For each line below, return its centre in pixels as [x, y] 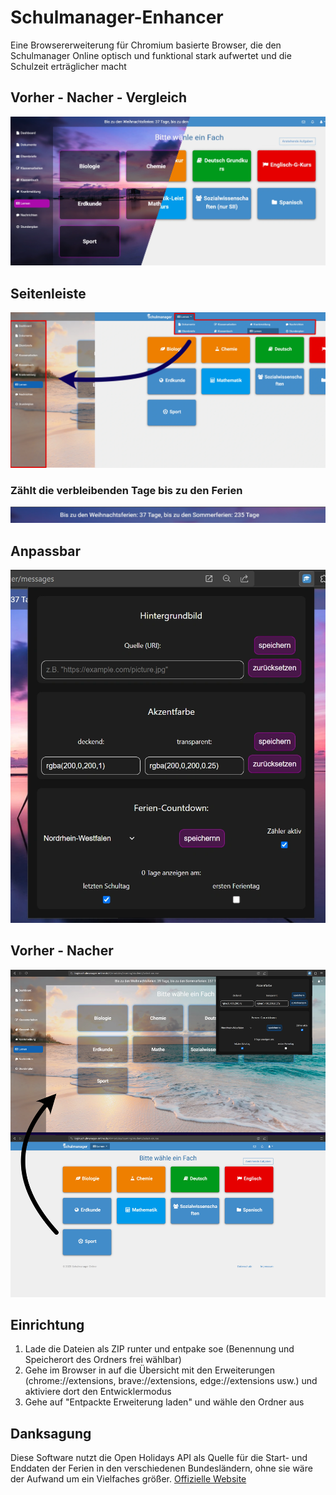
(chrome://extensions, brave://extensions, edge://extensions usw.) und [171, 1381]
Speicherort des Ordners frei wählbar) [103, 1360]
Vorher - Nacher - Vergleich [99, 97]
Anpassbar [46, 551]
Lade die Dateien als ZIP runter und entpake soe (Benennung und [159, 1349]
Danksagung [51, 1433]
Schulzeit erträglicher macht [68, 66]
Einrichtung [47, 1325]
